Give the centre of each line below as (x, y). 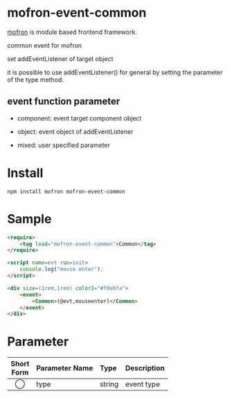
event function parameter (64, 102)
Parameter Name (64, 368)
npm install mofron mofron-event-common (67, 191)
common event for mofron (44, 45)
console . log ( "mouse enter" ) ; (62, 269)
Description (145, 368)
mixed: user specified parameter (64, 145)
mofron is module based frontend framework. (72, 32)
